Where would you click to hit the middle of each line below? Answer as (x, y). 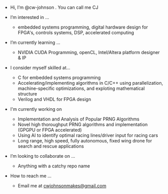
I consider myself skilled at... (40, 68)
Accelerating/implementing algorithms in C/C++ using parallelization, (90, 83)
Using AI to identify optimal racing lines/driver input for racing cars (88, 135)
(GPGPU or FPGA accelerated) (50, 130)
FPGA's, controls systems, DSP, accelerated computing (76, 32)
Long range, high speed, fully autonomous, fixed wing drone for (85, 141)
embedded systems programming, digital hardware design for (83, 27)
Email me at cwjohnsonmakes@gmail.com (62, 186)
